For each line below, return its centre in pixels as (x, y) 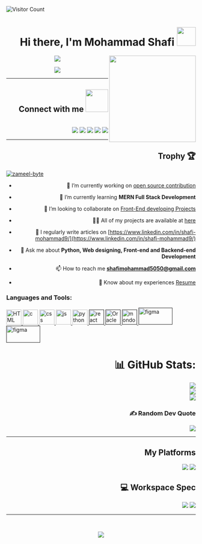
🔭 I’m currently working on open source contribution (131, 185)
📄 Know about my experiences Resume (147, 282)
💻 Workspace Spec (158, 488)
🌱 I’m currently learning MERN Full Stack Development (127, 197)
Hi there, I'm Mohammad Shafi (97, 42)
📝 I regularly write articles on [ (72, 232)
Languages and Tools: (39, 298)
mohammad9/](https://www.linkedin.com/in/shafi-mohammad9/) (115, 238)
